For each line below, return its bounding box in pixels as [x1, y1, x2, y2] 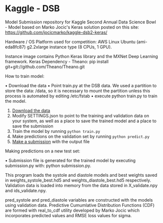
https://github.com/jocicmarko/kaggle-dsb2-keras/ [5, 29, 108, 35]
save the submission [12, 123, 54, 129]
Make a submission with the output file [12, 138, 90, 144]
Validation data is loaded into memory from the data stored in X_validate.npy [5, 182, 158, 188]
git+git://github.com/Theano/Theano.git [5, 64, 85, 70]
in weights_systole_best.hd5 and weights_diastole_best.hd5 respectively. [5, 177, 151, 183]
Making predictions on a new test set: [5, 148, 80, 154]
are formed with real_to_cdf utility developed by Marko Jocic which [5, 207, 140, 213]
